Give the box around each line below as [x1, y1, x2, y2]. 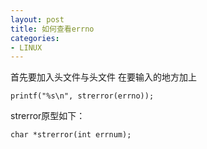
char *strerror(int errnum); [10, 130, 132, 140]
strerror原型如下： [10, 110, 86, 122]
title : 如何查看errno [10, 24, 95, 34]
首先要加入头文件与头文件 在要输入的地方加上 [10, 71, 197, 83]
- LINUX [10, 42, 43, 53]
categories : [10, 33, 60, 43]
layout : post [10, 14, 65, 25]
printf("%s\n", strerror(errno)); [10, 91, 155, 101]
